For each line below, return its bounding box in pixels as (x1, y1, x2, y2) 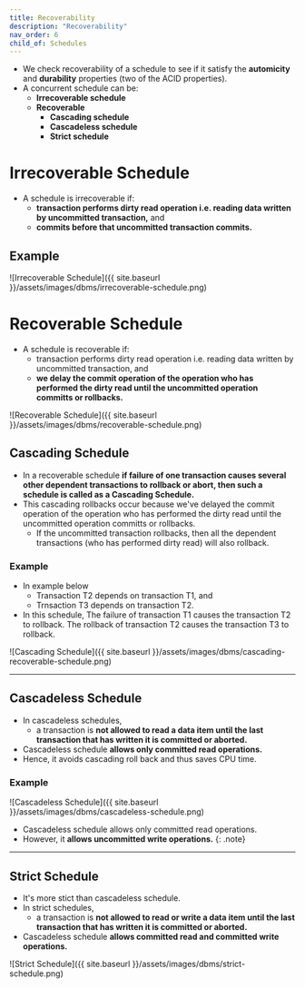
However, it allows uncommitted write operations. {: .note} (22, 834, 246, 845)
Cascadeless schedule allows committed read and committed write (22, 931, 280, 942)
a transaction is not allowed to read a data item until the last (35, 724, 264, 736)
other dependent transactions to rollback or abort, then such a (22, 479, 263, 490)
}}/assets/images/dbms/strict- (132, 958, 246, 969)
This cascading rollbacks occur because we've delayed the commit (22, 499, 275, 509)
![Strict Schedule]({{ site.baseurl (9, 958, 131, 969)
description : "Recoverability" (9, 22, 128, 31)
